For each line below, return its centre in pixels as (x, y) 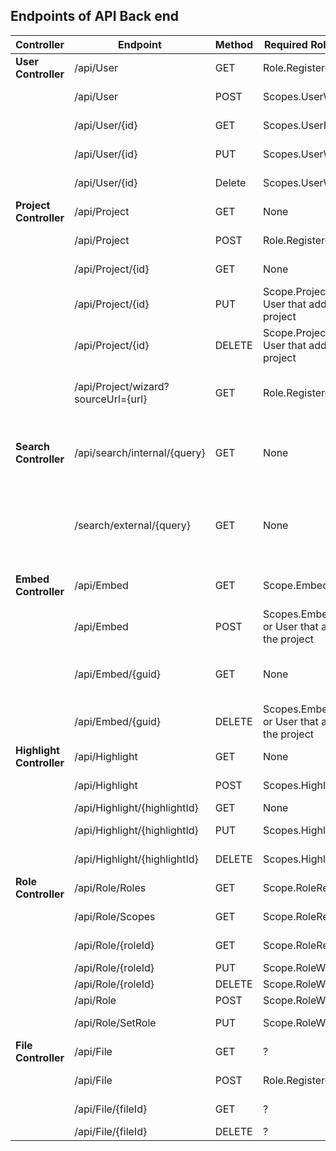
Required (285, 44)
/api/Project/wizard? (122, 386)
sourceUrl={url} (111, 399)
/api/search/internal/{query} (140, 452)
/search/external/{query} (133, 525)
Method (233, 44)
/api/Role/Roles (110, 887)
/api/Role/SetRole (115, 1022)
